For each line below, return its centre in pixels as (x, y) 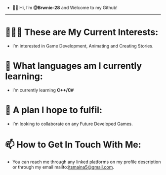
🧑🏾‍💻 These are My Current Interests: (82, 32)
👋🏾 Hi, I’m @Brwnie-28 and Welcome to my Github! (65, 8)
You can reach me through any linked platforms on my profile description (86, 162)
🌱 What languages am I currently (74, 66)
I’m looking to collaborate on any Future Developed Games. (72, 124)
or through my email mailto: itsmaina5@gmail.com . (63, 167)
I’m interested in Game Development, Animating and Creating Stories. (83, 46)
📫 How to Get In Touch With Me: (73, 145)
